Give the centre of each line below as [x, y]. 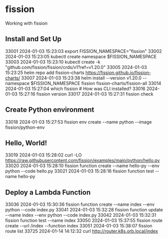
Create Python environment [50, 110]
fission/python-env [25, 127]
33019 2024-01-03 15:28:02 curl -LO [44, 155]
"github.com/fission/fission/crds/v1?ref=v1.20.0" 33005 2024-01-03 [76, 67]
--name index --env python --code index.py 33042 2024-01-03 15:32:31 [81, 215]
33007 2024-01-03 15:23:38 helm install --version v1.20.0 [81, 78]
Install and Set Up [34, 39]
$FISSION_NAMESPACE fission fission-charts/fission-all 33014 [96, 83]
